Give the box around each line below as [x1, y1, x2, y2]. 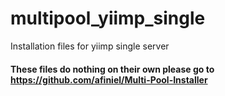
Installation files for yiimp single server [10, 40, 170, 52]
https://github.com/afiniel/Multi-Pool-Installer [10, 73, 208, 86]
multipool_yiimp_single [10, 7, 206, 30]
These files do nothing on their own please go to [10, 63, 215, 75]
